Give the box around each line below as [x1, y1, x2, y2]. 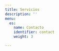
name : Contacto [13, 25, 44, 30]
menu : [5, 16, 16, 21]
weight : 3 [13, 34, 34, 39]
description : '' [5, 12, 37, 17]
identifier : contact [13, 30, 55, 34]
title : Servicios [5, 7, 40, 12]
